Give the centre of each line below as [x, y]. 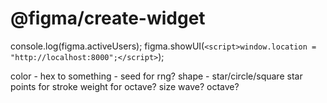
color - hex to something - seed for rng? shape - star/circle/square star [156, 76]
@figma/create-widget [108, 18]
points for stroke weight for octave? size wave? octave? [125, 86]
